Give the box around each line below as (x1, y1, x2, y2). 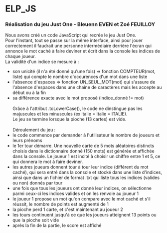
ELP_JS (5, 3, 36, 14)
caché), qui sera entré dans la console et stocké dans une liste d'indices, (12, 169, 163, 175)
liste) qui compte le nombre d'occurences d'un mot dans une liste (12, 73, 148, 80)
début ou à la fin (12, 89, 46, 95)
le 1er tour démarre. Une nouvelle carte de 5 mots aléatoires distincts (12, 143, 155, 149)
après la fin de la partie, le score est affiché (12, 222, 102, 228)
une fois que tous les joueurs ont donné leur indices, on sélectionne (12, 185, 152, 191)
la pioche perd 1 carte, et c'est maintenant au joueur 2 (12, 206, 123, 212)
